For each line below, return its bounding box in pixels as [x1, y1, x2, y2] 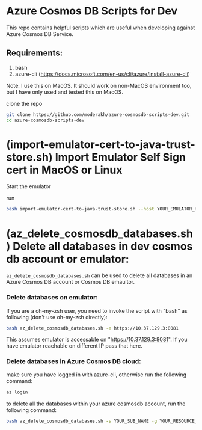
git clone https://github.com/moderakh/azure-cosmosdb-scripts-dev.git [6, 111, 189, 118]
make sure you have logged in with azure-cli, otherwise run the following [6, 371, 187, 378]
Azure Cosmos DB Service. [6, 30, 74, 37]
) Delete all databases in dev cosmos [6, 239, 193, 253]
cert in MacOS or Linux [6, 163, 123, 177]
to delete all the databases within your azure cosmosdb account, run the [6, 400, 186, 407]
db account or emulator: [6, 252, 129, 266]
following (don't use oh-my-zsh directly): [6, 313, 108, 321]
